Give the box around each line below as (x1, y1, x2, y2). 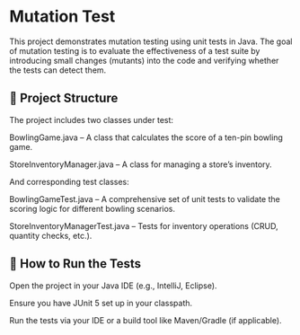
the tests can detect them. (9, 65, 107, 75)
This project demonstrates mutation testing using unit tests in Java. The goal (9, 36, 293, 47)
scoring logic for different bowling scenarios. (9, 203, 176, 214)
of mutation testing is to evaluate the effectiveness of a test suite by (9, 45, 260, 56)
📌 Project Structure (9, 91, 119, 106)
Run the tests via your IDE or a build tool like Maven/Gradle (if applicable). (9, 314, 282, 325)
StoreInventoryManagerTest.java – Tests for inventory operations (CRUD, (9, 220, 278, 231)
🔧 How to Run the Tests (9, 256, 142, 271)
